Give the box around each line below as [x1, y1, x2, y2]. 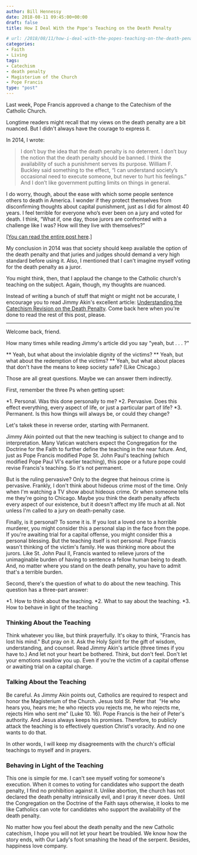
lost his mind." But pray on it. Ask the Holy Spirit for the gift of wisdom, [6, 638, 176, 645]
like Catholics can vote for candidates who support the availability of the [6, 806, 181, 813]
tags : [6, 57, 19, 64]
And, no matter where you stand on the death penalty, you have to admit [6, 562, 181, 569]
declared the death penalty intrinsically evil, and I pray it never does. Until [6, 793, 185, 800]
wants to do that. [6, 728, 47, 736]
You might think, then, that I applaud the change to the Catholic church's [6, 275, 181, 281]
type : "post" [6, 85, 38, 91]
